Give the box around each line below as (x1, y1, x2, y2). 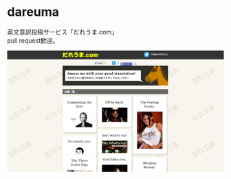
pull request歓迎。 (7, 36, 59, 45)
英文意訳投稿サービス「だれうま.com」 (7, 28, 118, 36)
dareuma (7, 4, 60, 20)
